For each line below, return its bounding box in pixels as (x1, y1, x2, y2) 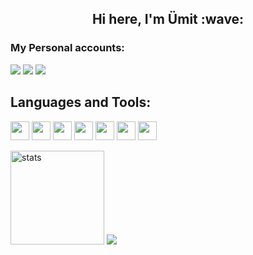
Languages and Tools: (10, 94, 152, 111)
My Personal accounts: (10, 41, 125, 55)
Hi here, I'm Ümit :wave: (91, 11, 245, 28)
